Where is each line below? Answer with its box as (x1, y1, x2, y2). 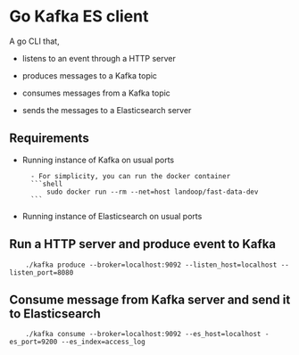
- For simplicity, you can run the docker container (30, 171, 231, 180)
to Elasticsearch (9, 306, 101, 321)
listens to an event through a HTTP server (21, 53, 177, 63)
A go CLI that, (9, 36, 60, 46)
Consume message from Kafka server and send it (9, 292, 291, 307)
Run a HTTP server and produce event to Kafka (9, 236, 277, 252)
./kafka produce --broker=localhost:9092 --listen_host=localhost (25, 260, 278, 269)
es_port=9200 (9, 337, 58, 347)
